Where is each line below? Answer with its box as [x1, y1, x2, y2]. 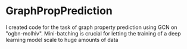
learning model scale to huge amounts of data [5, 36, 119, 43]
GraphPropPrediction [5, 4, 113, 18]
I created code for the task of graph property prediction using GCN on [5, 24, 177, 31]
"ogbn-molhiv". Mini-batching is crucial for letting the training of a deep [5, 30, 181, 37]
